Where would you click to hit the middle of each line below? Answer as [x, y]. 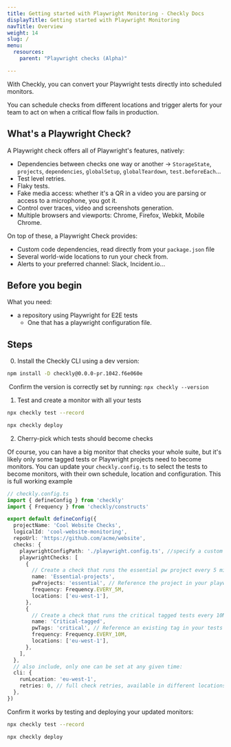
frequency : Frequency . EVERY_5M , [78, 590]
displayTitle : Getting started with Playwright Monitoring [93, 20]
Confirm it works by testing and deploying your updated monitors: [100, 712]
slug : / [18, 39]
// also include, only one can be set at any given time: [98, 666]
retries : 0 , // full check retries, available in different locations [123, 686]
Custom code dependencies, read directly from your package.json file [116, 249]
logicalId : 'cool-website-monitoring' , [70, 532]
